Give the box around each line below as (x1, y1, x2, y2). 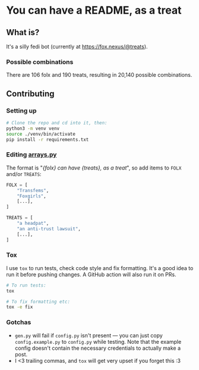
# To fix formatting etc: (6, 299, 70, 305)
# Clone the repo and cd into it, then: (6, 120, 108, 126)
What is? (6, 27, 40, 37)
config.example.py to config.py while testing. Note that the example (14, 338, 182, 345)
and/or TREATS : (6, 170, 42, 177)
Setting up (6, 106, 37, 115)
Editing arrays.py (6, 150, 57, 159)
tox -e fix (6, 304, 33, 310)
